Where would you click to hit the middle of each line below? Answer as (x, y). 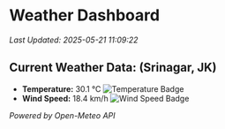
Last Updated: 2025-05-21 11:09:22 (74, 40)
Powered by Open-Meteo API (63, 115)
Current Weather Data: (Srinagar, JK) (113, 68)
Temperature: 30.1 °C (61, 88)
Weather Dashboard (85, 15)
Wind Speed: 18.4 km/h (65, 98)
